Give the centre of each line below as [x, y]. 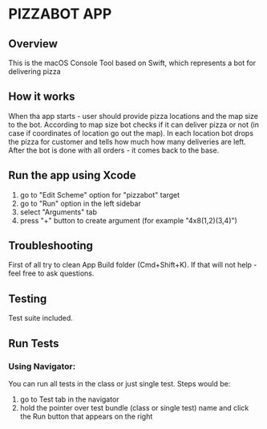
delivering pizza [35, 71]
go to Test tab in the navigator [69, 399]
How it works [42, 97]
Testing [28, 298]
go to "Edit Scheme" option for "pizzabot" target [100, 194]
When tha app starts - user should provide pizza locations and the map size [133, 116]
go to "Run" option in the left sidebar [81, 203]
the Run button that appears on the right [86, 416]
